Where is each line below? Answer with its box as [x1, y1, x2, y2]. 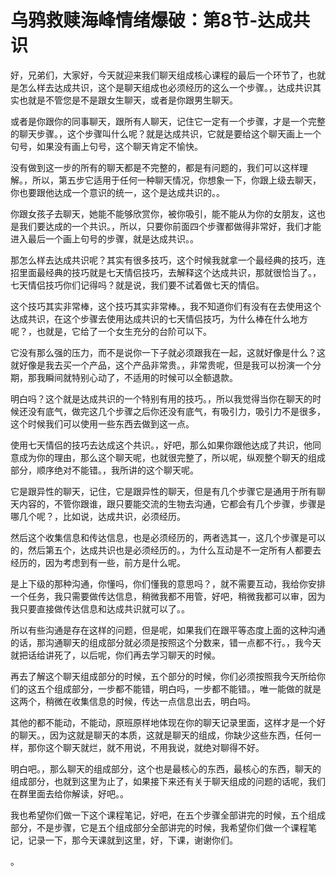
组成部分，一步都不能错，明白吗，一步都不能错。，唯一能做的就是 [53, 682, 322, 695]
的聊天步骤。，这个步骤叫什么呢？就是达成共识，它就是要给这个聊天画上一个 [10, 127, 322, 140]
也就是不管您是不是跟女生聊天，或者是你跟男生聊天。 [18, 94, 238, 106]
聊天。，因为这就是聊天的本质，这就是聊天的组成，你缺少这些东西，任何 [18, 729, 313, 741]
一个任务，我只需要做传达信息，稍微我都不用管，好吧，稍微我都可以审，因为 [10, 590, 326, 602]
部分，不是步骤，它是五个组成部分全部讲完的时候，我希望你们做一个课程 [10, 821, 308, 833]
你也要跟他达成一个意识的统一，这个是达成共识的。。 [10, 186, 225, 198]
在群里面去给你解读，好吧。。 [10, 787, 129, 800]
